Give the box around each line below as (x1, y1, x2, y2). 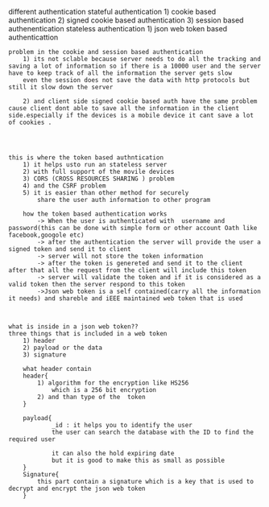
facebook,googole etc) (8, 231, 85, 239)
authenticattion (8, 32, 59, 42)
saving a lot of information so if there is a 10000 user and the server (8, 62, 262, 70)
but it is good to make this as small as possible (51, 456, 226, 464)
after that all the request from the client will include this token (8, 266, 247, 274)
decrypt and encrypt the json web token (8, 484, 147, 493)
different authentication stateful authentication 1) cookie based (8, 7, 217, 16)
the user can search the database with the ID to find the (51, 428, 254, 436)
